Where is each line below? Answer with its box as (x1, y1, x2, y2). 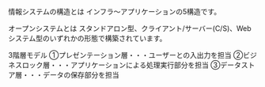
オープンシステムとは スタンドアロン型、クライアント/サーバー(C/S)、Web (8, 24, 252, 33)
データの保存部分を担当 (42, 70, 119, 79)
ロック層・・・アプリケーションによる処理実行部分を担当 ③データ (21, 60, 241, 70)
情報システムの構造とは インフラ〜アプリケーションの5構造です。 (8, 7, 221, 16)
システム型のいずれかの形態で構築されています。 (8, 34, 167, 43)
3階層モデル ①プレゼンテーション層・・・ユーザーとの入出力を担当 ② (8, 51, 244, 59)
